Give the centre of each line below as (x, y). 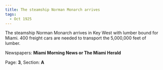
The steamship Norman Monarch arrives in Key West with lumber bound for (82, 33)
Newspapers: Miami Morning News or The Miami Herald (63, 53)
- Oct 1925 (21, 19)
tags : (11, 14)
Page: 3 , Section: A (25, 63)
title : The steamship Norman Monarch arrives (52, 10)
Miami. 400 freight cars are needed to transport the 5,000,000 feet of (76, 38)
